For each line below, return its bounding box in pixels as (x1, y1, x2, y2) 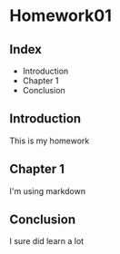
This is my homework (9, 135, 90, 146)
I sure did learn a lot (9, 236, 85, 247)
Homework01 (9, 5, 112, 26)
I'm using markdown (9, 185, 86, 196)
